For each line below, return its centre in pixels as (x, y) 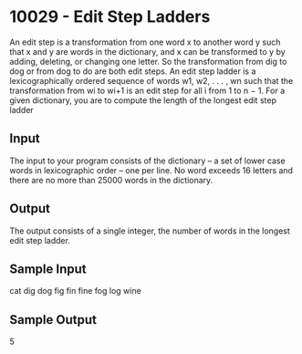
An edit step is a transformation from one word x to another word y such (145, 42)
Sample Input (48, 269)
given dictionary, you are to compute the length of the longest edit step (143, 100)
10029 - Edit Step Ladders (110, 17)
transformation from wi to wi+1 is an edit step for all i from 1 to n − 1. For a (147, 90)
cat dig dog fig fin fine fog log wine (75, 291)
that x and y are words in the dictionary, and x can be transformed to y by (147, 51)
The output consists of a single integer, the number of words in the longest (150, 231)
